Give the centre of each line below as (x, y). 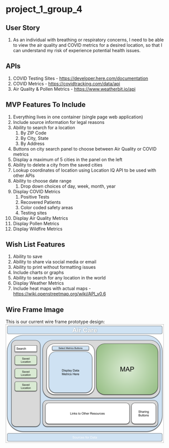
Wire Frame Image (35, 310)
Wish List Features (35, 245)
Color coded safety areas (47, 207)
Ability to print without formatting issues (54, 267)
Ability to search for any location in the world (59, 278)
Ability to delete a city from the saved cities (58, 165)
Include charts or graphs (38, 272)
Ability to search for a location (44, 127)
